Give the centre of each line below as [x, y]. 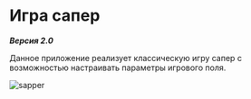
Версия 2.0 [32, 40]
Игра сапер [55, 16]
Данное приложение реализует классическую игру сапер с [126, 58]
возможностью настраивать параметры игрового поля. [118, 67]
